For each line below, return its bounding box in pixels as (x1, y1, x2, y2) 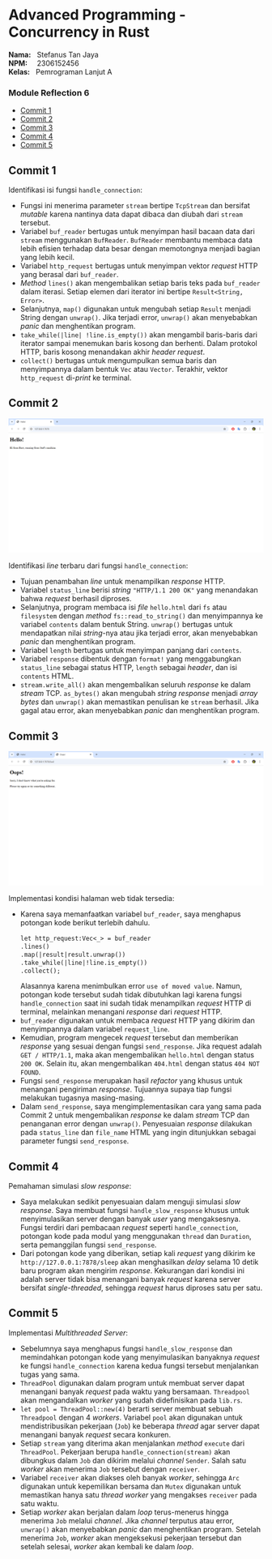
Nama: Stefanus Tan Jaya (8, 49, 99, 59)
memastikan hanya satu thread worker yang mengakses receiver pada (19, 1489, 257, 1500)
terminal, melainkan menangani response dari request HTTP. (19, 1007, 223, 1017)
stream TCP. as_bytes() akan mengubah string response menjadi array (19, 689, 258, 698)
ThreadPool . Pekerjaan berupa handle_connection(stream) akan (19, 1446, 231, 1456)
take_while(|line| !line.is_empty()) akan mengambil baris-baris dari (19, 330, 257, 340)
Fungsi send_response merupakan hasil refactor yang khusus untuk (19, 1076, 243, 1086)
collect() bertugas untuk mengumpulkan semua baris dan (19, 356, 217, 365)
